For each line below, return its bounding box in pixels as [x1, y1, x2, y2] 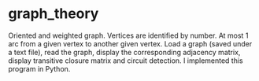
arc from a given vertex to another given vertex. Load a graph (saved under [8, 39, 253, 48]
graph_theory [8, 5, 99, 23]
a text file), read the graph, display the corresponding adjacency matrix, [8, 47, 241, 57]
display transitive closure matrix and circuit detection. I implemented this [8, 56, 244, 65]
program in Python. [8, 64, 71, 73]
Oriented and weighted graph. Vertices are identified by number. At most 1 [8, 31, 249, 40]
